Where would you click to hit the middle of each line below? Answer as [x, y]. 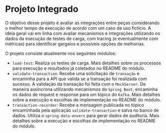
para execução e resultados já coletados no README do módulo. [79, 68]
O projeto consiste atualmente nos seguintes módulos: [61, 53]
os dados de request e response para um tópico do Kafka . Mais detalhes [86, 94]
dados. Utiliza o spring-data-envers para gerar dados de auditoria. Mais [86, 115]
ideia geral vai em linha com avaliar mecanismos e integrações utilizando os [83, 33]
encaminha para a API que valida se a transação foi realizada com [80, 79]
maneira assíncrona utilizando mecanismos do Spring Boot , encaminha [85, 89]
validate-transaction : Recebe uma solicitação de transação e [76, 73]
